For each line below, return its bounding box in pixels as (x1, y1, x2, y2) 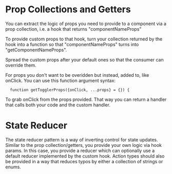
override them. (5, 62, 37, 68)
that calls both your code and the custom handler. (5, 101, 110, 108)
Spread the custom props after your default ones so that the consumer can (5, 56, 164, 62)
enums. (5, 164, 22, 170)
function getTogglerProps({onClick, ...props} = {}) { (10, 87, 130, 93)
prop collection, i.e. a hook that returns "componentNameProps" (5, 26, 142, 32)
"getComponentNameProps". (5, 47, 67, 53)
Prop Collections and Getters (5, 4, 131, 15)
